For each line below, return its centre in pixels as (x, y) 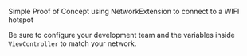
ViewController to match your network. (73, 43)
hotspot (21, 20)
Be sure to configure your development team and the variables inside (122, 35)
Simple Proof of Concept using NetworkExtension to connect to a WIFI (124, 11)
